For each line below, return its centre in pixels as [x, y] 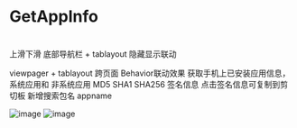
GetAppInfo [54, 17]
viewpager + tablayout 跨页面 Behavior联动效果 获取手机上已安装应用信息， [150, 73]
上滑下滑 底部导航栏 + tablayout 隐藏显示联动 [93, 54]
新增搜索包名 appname [70, 96]
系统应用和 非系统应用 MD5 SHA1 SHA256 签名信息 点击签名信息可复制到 [145, 85]
